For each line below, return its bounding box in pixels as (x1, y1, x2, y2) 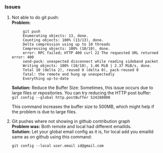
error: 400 (11, 55, 34, 60)
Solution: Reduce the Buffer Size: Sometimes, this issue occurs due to (11, 85, 153, 91)
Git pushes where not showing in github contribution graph (11, 118, 130, 124)
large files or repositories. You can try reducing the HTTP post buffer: (11, 90, 152, 96)
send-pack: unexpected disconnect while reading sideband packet (22, 59, 159, 64)
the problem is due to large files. (11, 109, 77, 115)
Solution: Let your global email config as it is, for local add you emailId (11, 129, 154, 135)
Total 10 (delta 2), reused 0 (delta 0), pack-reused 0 (22, 67, 139, 73)
